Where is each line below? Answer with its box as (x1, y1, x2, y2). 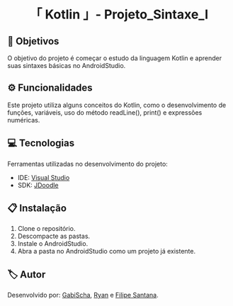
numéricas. (7, 115, 40, 124)
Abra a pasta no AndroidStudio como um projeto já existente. (17, 247, 196, 256)
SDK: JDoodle (17, 181, 59, 189)
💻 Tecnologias (7, 137, 75, 149)
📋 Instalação (7, 203, 67, 215)
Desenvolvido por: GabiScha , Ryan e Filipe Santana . (7, 291, 159, 300)
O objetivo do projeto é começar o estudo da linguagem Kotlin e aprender (7, 54, 222, 62)
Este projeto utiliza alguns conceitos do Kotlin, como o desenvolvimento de (7, 101, 227, 109)
